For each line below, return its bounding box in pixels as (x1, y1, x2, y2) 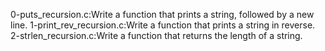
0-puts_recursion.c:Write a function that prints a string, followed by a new (10, 9, 315, 20)
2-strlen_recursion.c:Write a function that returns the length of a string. (10, 30, 303, 41)
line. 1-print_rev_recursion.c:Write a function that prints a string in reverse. (10, 19, 316, 31)
